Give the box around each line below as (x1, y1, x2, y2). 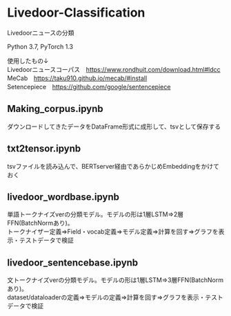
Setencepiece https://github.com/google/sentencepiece (7, 82, 171, 91)
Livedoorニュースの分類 (7, 28, 74, 37)
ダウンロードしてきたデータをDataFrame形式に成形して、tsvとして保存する (7, 122, 221, 131)
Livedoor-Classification (7, 5, 145, 21)
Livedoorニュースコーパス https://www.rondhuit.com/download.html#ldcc (7, 65, 221, 73)
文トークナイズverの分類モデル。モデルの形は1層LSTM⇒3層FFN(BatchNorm (7, 276, 224, 284)
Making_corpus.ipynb (7, 103, 103, 115)
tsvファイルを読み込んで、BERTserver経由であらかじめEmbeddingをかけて (7, 162, 219, 170)
